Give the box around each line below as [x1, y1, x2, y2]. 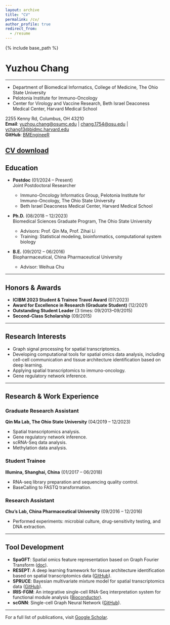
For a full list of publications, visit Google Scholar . [5, 614, 108, 620]
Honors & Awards [5, 283, 62, 292]
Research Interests [5, 333, 66, 341]
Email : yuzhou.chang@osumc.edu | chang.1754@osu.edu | [5, 121, 129, 127]
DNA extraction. [12, 524, 47, 530]
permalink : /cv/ [5, 17, 39, 22]
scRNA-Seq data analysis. [12, 439, 67, 446]
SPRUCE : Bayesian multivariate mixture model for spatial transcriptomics [12, 578, 165, 584]
